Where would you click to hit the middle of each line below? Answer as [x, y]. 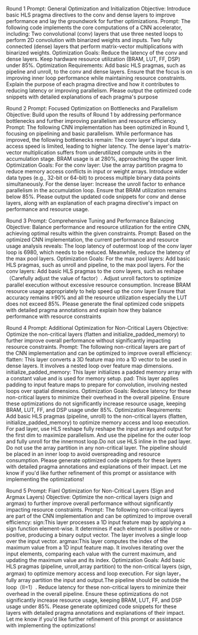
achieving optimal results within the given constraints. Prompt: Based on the [99, 233]
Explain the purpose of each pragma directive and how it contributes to [93, 84]
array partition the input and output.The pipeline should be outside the [103, 580]
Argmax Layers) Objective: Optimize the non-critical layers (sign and [90, 497]
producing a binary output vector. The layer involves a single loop [108, 535]
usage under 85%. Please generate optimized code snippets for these [92, 607]
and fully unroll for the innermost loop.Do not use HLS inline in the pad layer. [99, 441]
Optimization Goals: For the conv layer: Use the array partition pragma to [95, 165]
